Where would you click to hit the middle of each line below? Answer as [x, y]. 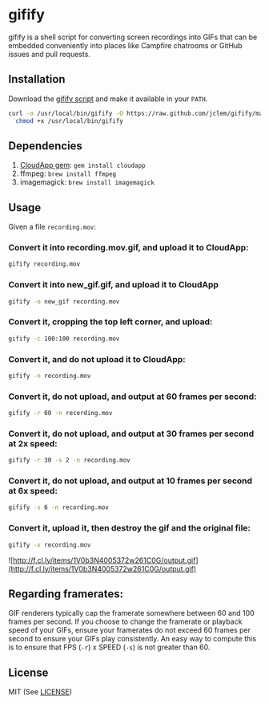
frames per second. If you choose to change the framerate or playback [125, 622]
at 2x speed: [33, 443]
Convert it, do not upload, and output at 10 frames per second [130, 481]
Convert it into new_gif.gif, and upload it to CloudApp [113, 285]
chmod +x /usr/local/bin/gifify [70, 121]
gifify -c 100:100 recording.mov [64, 339]
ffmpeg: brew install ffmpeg [68, 173]
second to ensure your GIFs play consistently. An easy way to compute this [132, 639]
